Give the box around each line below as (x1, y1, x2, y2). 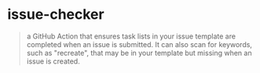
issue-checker (7, 5, 104, 24)
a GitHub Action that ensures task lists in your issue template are (26, 31, 236, 41)
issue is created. (26, 57, 80, 66)
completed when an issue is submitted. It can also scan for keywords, (26, 39, 253, 49)
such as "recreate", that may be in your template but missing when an (26, 48, 252, 57)
